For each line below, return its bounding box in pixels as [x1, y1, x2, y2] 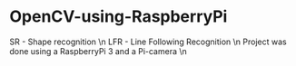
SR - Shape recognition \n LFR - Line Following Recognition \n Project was [9, 36, 288, 47]
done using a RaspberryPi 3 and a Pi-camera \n [9, 45, 188, 56]
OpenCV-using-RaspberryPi [9, 6, 228, 27]
